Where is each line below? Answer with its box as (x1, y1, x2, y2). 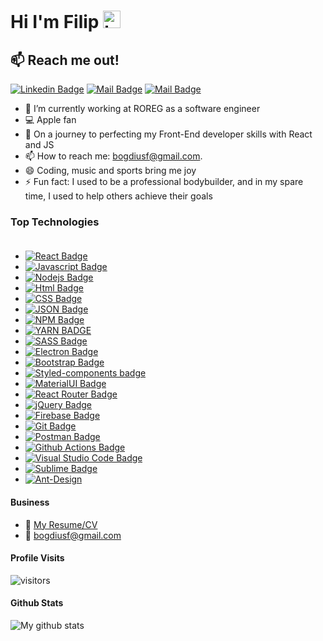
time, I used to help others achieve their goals (24, 190, 213, 202)
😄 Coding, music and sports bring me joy (24, 165, 197, 176)
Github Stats (10, 597, 64, 609)
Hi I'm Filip (10, 11, 100, 34)
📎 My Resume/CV (24, 518, 98, 530)
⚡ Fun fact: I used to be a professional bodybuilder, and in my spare (24, 176, 304, 187)
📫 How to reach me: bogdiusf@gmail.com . (24, 150, 203, 162)
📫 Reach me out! (10, 51, 120, 69)
